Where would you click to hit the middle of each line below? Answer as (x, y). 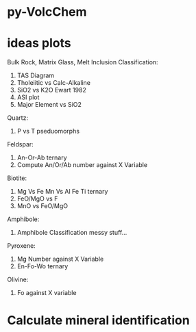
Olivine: (18, 280)
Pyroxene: (21, 246)
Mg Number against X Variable (60, 259)
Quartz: (18, 118)
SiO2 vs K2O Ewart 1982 (52, 90)
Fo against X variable (47, 293)
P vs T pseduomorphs (48, 131)
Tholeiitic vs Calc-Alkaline (54, 83)
